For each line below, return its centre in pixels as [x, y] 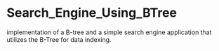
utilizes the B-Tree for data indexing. [59, 39]
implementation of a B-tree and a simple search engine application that [109, 32]
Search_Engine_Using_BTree [92, 13]
